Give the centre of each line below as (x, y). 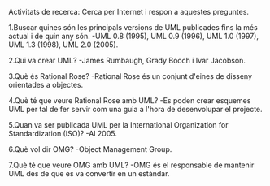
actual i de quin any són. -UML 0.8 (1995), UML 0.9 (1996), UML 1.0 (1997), (133, 36)
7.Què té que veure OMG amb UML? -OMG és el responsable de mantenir (131, 165)
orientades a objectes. (46, 85)
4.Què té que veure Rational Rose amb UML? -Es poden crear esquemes (130, 100)
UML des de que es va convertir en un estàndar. (89, 173)
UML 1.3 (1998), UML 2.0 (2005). (63, 45)
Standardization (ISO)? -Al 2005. (63, 134)
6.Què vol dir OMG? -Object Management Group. (90, 149)
